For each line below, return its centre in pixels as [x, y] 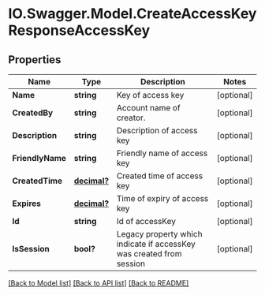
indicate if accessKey [156, 244]
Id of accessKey [146, 221]
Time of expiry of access [162, 198]
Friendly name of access [162, 153]
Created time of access [160, 176]
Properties [35, 60]
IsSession [31, 249]
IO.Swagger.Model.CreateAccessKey [132, 14]
